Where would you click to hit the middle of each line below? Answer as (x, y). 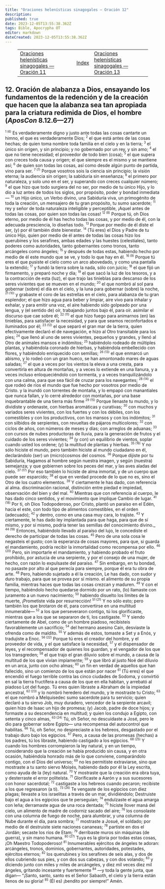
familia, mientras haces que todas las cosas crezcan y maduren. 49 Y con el (82, 584)
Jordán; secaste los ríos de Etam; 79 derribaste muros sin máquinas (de (77, 832)
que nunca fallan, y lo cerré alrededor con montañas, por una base (73, 396)
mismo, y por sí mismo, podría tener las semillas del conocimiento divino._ (80, 525)
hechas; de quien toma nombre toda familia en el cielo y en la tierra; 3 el (78, 144)
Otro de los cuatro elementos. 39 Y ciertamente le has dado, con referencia (81, 482)
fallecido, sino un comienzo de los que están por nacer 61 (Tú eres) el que (80, 671)
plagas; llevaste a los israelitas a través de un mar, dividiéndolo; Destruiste (81, 794)
